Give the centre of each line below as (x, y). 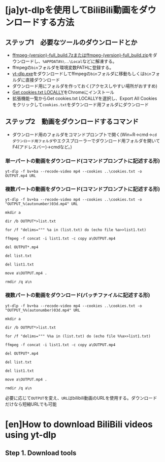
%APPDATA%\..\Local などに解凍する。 (80, 61)
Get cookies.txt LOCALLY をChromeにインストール (63, 92)
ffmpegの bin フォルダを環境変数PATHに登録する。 (63, 68)
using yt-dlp (31, 435)
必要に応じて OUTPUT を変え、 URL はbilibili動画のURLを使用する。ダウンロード (81, 398)
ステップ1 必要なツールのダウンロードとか (71, 42)
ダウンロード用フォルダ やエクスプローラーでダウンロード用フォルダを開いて (86, 140)
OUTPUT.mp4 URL (21, 176)
